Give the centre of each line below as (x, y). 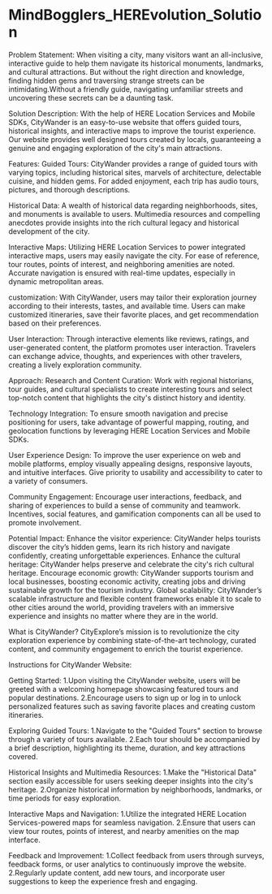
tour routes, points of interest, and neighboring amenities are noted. (122, 264)
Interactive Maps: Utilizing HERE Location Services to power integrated (127, 247)
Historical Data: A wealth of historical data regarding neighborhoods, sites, (133, 205)
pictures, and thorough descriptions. (69, 189)
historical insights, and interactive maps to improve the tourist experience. (132, 131)
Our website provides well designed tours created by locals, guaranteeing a (135, 139)
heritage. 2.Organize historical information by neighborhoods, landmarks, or (135, 789)
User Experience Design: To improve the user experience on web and (125, 455)
